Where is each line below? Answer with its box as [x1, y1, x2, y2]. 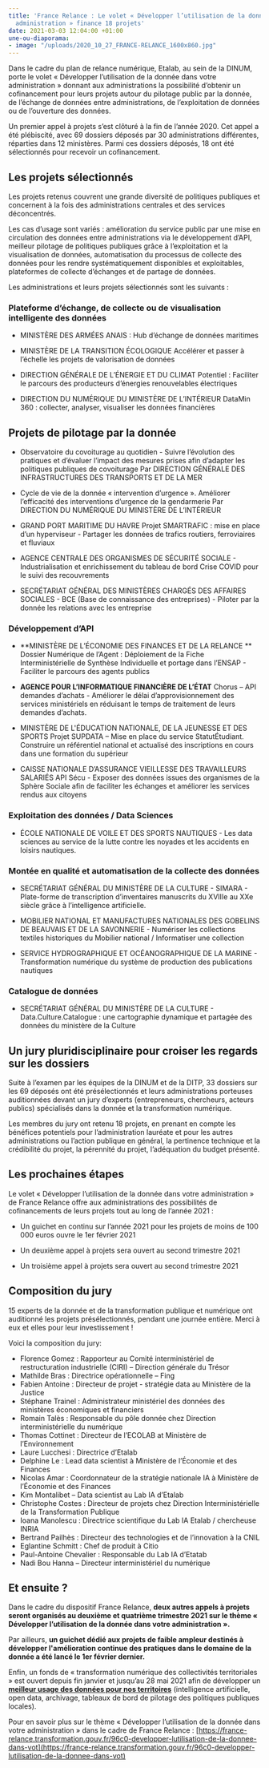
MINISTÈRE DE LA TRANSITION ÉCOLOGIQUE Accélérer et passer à [19, 346, 245, 356]
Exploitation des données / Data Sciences [8, 810, 174, 821]
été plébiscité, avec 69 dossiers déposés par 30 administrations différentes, [8, 130, 259, 140]
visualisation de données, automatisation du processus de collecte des [8, 249, 243, 259]
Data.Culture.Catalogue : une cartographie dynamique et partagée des [19, 1012, 253, 1022]
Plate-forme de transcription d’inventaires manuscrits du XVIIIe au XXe [19, 891, 254, 902]
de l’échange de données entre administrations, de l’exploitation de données [8, 98, 260, 107]
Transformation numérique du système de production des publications [19, 957, 253, 967]
